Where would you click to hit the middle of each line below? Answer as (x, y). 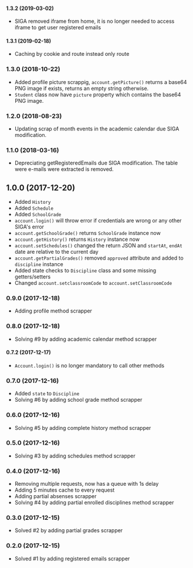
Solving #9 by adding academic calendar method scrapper (86, 339)
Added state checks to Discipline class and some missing (85, 271)
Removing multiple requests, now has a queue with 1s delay (87, 484)
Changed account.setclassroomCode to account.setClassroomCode (93, 283)
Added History (33, 202)
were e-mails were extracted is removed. (64, 169)
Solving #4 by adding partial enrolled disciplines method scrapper (94, 503)
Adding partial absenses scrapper (55, 496)
